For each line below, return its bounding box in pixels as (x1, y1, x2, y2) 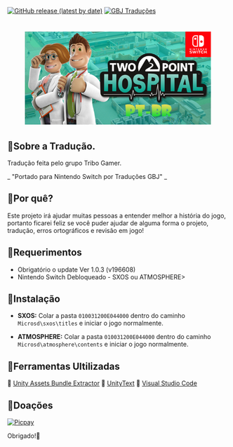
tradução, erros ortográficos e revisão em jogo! (7, 226, 145, 234)
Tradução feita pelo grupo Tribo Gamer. (7, 159, 121, 167)
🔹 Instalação (7, 293, 61, 305)
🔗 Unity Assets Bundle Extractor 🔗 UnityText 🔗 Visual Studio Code (7, 379, 198, 387)
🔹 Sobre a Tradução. (7, 140, 96, 152)
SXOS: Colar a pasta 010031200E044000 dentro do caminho (17, 312, 186, 320)
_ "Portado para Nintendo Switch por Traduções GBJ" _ (7, 173, 167, 180)
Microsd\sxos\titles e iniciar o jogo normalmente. (17, 319, 164, 328)
